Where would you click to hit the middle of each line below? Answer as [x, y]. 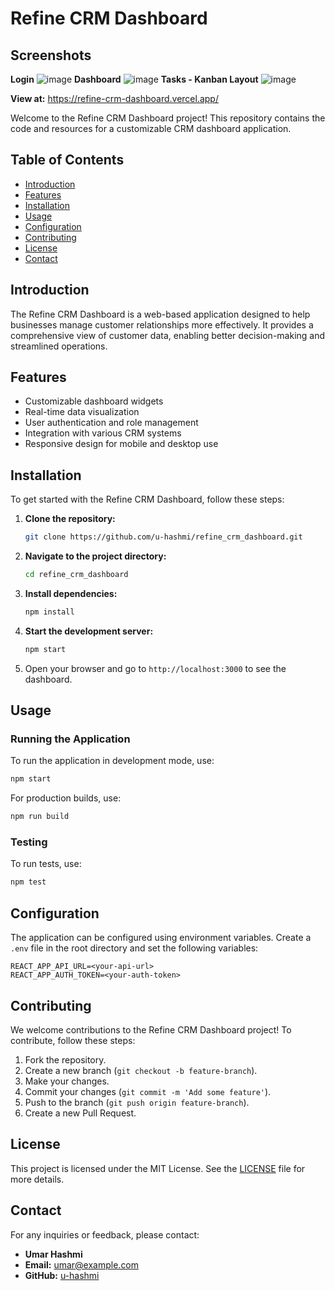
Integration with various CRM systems [103, 433]
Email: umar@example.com [82, 1264]
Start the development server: [89, 631]
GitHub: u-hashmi [62, 1275]
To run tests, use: [46, 864]
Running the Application [70, 739]
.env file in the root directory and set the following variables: [134, 948]
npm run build [40, 817]
